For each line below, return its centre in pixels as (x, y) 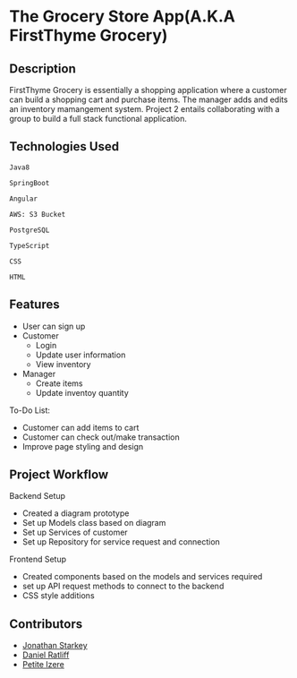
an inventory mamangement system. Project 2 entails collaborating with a (144, 109)
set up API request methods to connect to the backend (123, 586)
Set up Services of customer (75, 532)
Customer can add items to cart (81, 427)
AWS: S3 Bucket (38, 214)
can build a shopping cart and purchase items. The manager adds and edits (148, 99)
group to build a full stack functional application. (98, 119)
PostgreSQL (30, 230)
